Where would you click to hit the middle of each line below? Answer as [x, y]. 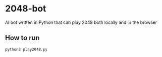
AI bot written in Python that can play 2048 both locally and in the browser [81, 22]
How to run [23, 38]
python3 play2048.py [27, 49]
